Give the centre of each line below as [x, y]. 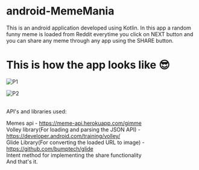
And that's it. [22, 162]
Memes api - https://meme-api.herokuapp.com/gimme [74, 123]
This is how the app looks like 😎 [88, 65]
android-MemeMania [60, 11]
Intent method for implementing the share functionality [74, 155]
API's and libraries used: [36, 111]
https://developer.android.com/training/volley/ [63, 136]
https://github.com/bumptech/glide [50, 148]
